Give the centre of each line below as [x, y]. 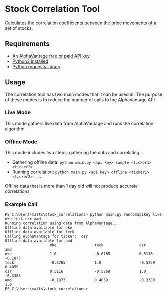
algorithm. [16, 129]
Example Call [21, 204]
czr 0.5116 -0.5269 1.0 [76, 271]
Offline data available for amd [39, 241]
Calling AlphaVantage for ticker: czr [47, 236]
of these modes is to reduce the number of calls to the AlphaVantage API [80, 100]
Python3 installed [30, 61]
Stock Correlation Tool [53, 9]
